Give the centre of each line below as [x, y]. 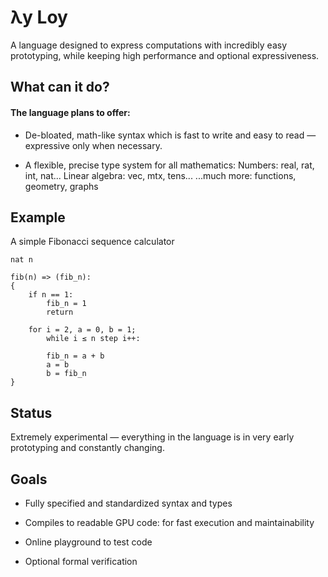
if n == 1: [51, 295]
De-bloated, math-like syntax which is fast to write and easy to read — [170, 135]
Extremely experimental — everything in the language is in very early [152, 437]
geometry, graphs [61, 186]
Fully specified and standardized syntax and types [128, 503]
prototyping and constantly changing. [87, 448]
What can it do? [60, 87]
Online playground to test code [88, 542]
